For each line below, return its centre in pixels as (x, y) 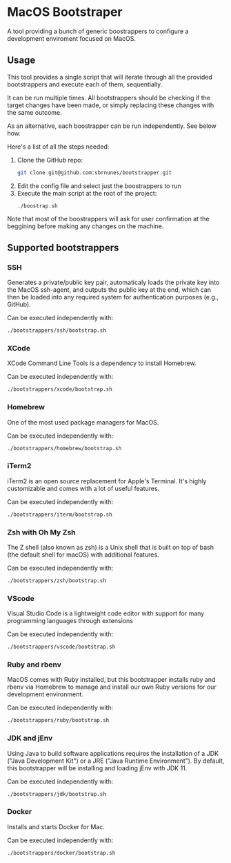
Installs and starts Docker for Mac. (56, 826)
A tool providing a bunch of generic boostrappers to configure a (98, 31)
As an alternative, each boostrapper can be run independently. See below (112, 126)
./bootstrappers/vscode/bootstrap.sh (61, 647)
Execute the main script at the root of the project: (87, 193)
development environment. (46, 694)
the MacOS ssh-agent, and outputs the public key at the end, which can (109, 290)
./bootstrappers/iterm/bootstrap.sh (60, 514)
